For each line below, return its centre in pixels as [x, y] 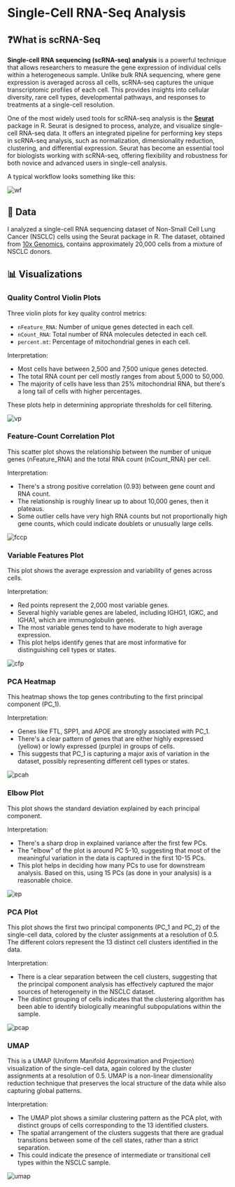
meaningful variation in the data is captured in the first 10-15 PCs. [112, 857]
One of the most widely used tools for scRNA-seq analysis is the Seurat [111, 118]
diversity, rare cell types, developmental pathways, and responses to [106, 97]
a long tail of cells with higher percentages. [79, 391]
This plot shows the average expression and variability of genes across [110, 571]
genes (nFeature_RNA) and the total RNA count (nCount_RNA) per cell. [109, 459]
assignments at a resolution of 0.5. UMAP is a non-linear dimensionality [110, 1076]
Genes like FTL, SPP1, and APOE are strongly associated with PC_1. [114, 731]
